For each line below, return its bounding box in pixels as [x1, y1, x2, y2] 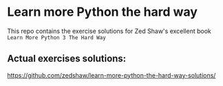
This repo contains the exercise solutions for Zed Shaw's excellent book [7, 27, 211, 35]
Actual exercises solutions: [7, 53, 127, 65]
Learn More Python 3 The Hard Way [7, 34, 107, 41]
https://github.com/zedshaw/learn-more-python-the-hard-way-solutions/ [7, 71, 216, 79]
